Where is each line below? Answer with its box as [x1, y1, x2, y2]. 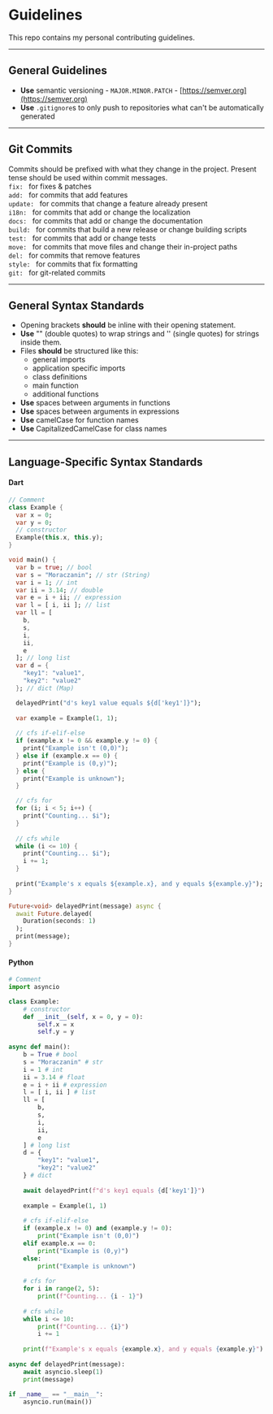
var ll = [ [15, 609, 53, 617]
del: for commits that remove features [8, 250, 141, 260]
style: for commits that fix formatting [8, 258, 138, 269]
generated [19, 111, 55, 121]
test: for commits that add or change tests [8, 233, 157, 243]
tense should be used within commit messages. [8, 172, 168, 182]
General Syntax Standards [8, 298, 145, 312]
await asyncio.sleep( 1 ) [23, 1368, 104, 1376]
